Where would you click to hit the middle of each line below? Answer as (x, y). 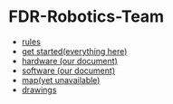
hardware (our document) (70, 61)
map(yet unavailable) (61, 80)
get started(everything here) (74, 51)
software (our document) (68, 71)
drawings (39, 90)
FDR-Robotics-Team (86, 17)
